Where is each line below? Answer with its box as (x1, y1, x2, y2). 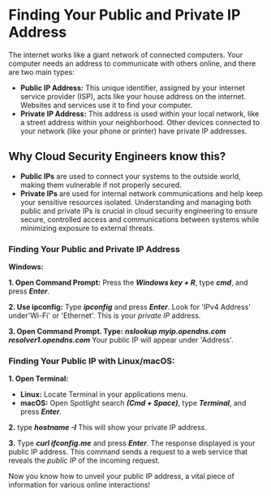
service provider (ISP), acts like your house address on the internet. (19, 91, 247, 101)
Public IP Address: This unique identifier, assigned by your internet (19, 83, 245, 93)
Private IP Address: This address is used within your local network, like (19, 108, 260, 119)
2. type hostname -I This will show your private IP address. (8, 423, 207, 433)
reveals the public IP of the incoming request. (8, 455, 161, 465)
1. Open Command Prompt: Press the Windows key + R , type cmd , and (8, 278, 249, 288)
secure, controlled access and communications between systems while (19, 214, 260, 224)
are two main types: (8, 67, 75, 76)
